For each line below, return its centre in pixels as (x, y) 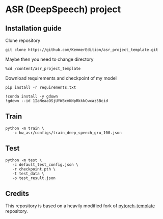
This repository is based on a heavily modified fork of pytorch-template (80, 206)
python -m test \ (24, 160)
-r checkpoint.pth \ (34, 169)
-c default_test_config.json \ (45, 164)
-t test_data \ (28, 174)
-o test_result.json (34, 178)
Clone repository (23, 40)
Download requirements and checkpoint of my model (61, 78)
